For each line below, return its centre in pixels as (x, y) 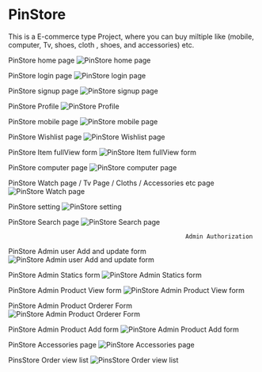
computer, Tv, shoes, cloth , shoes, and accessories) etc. (101, 44)
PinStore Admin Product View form (65, 290)
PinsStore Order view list (48, 360)
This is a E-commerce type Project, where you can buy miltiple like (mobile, (131, 36)
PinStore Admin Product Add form (64, 329)
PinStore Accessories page (53, 344)
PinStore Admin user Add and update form (77, 251)
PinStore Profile (34, 106)
